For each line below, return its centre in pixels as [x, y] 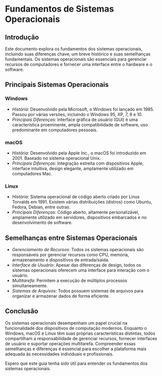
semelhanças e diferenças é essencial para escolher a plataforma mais [76, 349]
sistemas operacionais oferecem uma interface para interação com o [81, 270]
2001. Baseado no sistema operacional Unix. [56, 158]
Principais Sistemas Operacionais [57, 85]
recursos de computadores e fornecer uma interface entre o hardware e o [79, 64]
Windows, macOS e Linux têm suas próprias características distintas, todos [80, 333]
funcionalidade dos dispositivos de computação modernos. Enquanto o [76, 328]
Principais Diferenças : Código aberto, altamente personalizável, [75, 212]
